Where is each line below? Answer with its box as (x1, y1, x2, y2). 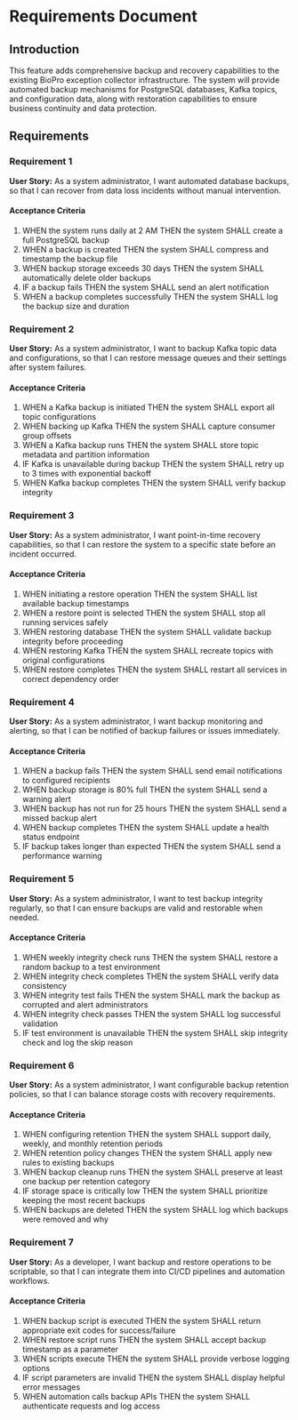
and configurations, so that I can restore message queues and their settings (9, 353, 287, 364)
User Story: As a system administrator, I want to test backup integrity (9, 893, 263, 903)
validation (21, 1018, 59, 1029)
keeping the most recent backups (21, 1195, 146, 1206)
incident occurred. (9, 549, 77, 559)
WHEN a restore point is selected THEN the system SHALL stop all (21, 607, 266, 618)
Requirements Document (9, 6, 198, 27)
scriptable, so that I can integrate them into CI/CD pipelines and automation (9, 1265, 286, 1277)
